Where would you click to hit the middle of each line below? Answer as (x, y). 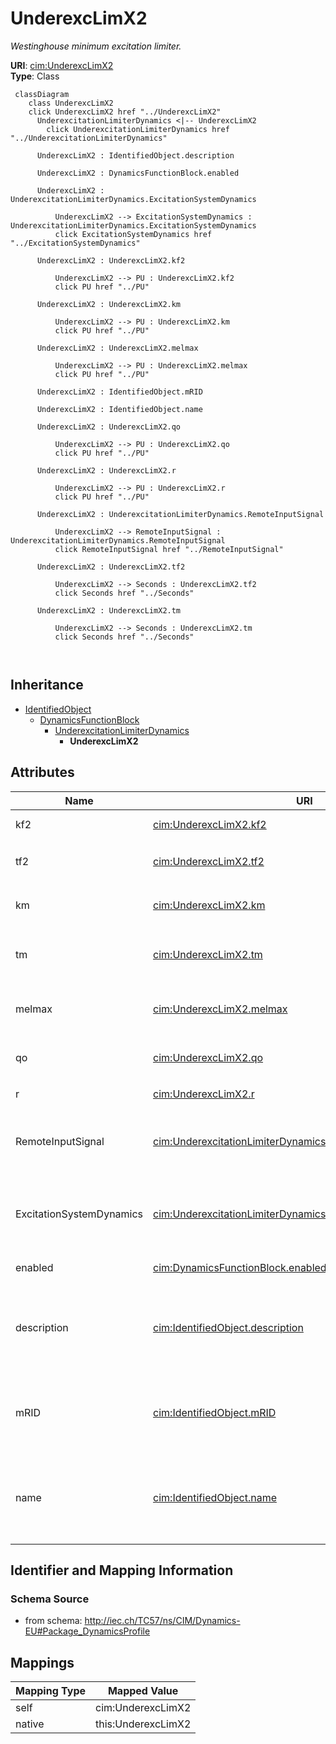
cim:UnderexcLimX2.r (204, 1094)
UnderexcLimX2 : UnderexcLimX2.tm (109, 610)
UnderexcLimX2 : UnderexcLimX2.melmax (117, 348)
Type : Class (35, 76)
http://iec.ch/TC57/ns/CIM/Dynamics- (162, 1621)
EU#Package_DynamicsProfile (87, 1631)
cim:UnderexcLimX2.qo (208, 1057)
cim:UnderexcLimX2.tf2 (209, 862)
